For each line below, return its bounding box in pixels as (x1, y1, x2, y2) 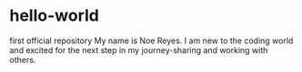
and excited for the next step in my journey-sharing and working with (9, 44, 268, 55)
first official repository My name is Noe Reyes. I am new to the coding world (9, 35, 294, 46)
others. (9, 54, 36, 65)
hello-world (9, 5, 100, 26)
